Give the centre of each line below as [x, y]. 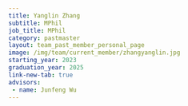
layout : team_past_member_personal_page [77, 45]
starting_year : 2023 [43, 61]
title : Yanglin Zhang [44, 16]
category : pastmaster [44, 38]
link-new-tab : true [41, 75]
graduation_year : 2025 [46, 68]
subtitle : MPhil [35, 23]
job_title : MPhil [37, 30]
